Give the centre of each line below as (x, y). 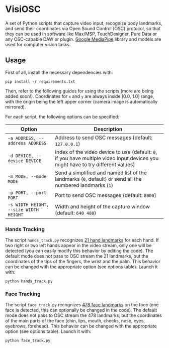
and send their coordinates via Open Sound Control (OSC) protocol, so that (83, 28)
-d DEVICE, (21, 156)
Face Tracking (23, 294)
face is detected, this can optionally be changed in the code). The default (81, 310)
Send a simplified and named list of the (101, 173)
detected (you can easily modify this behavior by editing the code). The (79, 251)
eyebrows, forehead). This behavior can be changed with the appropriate (81, 326)
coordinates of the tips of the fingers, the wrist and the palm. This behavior (83, 262)
